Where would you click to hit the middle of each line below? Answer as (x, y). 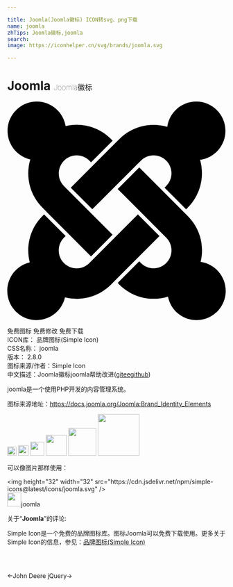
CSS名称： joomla (33, 349)
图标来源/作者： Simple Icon (46, 366)
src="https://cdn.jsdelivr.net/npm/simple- (154, 482)
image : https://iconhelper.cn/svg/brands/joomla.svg (85, 46)
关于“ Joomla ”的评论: (37, 519)
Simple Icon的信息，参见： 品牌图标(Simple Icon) (76, 542)
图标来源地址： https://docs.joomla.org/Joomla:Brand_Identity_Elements (109, 404)
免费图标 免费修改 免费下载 (45, 331)
